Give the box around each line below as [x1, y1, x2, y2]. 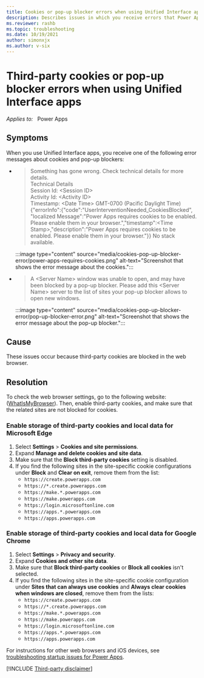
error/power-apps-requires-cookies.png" [15, 256, 118, 264]
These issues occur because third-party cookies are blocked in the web [6, 353, 186, 360]
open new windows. [30, 294, 81, 302]
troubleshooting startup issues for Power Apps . [6, 653, 124, 660]
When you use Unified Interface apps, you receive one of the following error [6, 149, 197, 156]
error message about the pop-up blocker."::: [15, 319, 126, 327]
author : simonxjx [6, 37, 50, 43]
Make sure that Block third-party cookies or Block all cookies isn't [15, 563, 184, 571]
